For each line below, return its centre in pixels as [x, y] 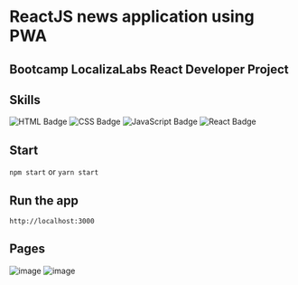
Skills [25, 100]
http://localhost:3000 [52, 222]
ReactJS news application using [132, 17]
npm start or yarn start [54, 172]
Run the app [44, 200]
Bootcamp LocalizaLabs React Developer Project [149, 69]
